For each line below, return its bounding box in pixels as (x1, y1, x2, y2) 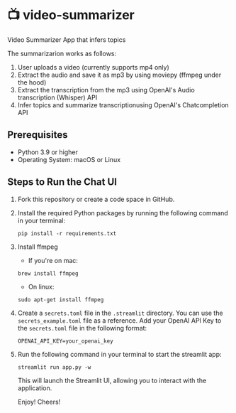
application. (17, 383, 52, 392)
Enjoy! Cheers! (17, 397, 61, 406)
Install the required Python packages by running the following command (17, 208, 228, 217)
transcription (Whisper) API (17, 93, 98, 102)
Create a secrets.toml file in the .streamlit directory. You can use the (17, 309, 223, 317)
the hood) (17, 77, 47, 87)
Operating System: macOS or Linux (17, 155, 121, 163)
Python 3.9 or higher (17, 148, 78, 156)
